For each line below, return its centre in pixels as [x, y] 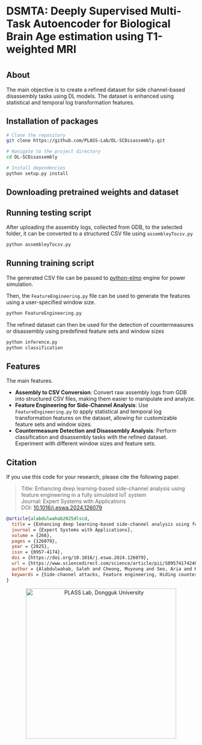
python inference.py [32, 342]
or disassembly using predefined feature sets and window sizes [85, 331]
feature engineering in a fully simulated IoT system [84, 495]
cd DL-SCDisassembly [32, 157]
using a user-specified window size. [51, 302]
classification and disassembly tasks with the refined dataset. [91, 437]
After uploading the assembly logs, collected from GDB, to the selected [94, 227]
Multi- [166, 11]
